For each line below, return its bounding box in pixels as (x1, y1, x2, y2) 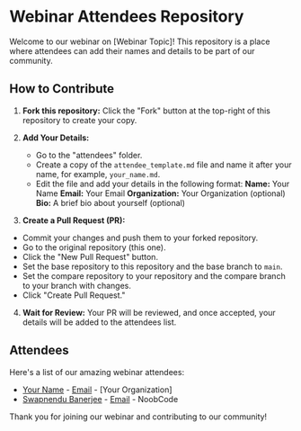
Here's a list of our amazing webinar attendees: (9, 366, 185, 377)
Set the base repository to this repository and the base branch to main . (22, 261, 283, 272)
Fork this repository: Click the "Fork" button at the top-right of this (22, 105, 271, 116)
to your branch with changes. (22, 280, 132, 291)
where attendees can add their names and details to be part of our (9, 45, 255, 56)
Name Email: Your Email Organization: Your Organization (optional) (35, 187, 286, 199)
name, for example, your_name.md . (35, 168, 161, 179)
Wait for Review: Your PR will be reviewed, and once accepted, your (22, 307, 276, 318)
